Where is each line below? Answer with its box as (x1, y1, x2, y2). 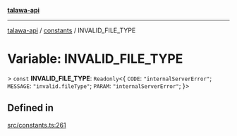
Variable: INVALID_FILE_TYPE (7, 51, 183, 67)
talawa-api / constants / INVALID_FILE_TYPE (7, 26, 136, 35)
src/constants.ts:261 (7, 120, 66, 129)
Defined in (7, 102, 54, 114)
